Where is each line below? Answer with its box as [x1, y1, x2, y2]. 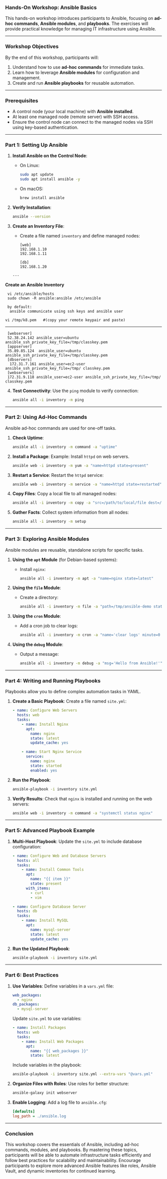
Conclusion [5, 1130, 34, 1137]
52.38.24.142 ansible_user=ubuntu [7, 335, 79, 340]
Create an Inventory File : [12, 223, 65, 229]
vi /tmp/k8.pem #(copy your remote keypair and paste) [5, 317, 126, 323]
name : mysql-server [30, 927, 71, 932]
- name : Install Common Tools [21, 867, 84, 872]
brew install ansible [19, 195, 65, 200]
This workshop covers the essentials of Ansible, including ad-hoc [5, 1142, 139, 1148]
